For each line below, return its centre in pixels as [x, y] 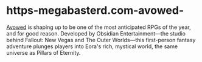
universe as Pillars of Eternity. [44, 52]
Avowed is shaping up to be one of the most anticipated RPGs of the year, [99, 27]
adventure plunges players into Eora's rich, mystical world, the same [92, 46]
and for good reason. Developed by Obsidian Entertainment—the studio [96, 33]
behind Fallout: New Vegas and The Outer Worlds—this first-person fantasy [101, 40]
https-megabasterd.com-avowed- [95, 11]
